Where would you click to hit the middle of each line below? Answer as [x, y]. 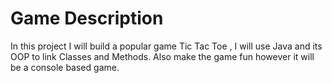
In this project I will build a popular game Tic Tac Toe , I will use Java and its [166, 46]
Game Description [87, 18]
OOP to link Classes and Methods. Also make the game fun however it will [162, 56]
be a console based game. [65, 67]
